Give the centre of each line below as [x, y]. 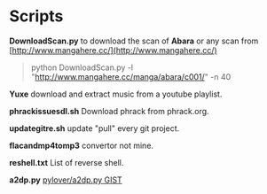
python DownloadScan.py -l [82, 67]
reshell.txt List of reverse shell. [67, 162]
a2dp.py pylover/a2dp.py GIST [66, 180]
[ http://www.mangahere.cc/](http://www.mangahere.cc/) [113, 50]
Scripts [36, 16]
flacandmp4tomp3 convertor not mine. [81, 145]
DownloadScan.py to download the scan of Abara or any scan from [134, 41]
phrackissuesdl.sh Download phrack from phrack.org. [110, 111]
